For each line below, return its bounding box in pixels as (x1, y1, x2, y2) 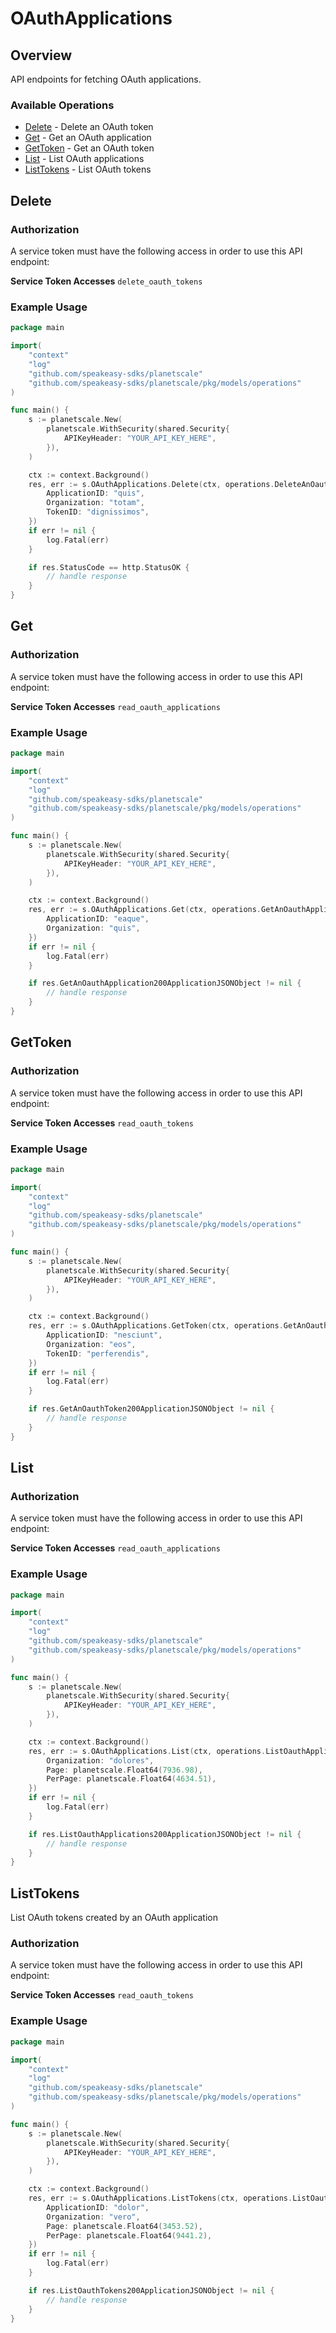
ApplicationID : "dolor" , (46, 2202, 150, 2212)
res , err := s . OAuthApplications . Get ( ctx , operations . (28, 905, 262, 915)
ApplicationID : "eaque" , (46, 914, 150, 924)
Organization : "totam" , (46, 498, 145, 508)
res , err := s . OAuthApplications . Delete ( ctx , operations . (28, 479, 275, 489)
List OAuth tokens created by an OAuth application (10, 1912, 219, 1924)
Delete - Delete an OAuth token (24, 121, 154, 133)
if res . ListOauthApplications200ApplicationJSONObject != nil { (28, 1829, 302, 1839)
